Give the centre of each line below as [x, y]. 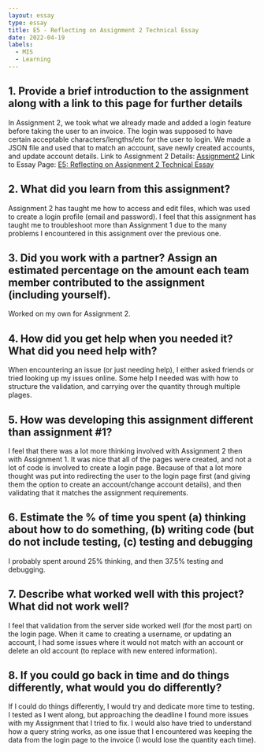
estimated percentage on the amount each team [129, 270]
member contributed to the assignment [106, 282]
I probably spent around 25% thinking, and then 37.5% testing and [116, 561]
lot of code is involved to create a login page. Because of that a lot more [125, 467]
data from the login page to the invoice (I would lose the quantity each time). [132, 740]
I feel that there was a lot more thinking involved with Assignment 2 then [125, 450]
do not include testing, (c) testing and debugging [131, 542]
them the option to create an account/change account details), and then [125, 484]
